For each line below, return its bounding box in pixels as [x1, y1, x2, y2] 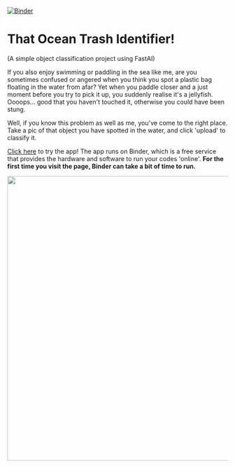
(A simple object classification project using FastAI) [7, 54, 155, 62]
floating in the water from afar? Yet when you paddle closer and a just [7, 83, 208, 91]
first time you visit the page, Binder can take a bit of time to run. [7, 162, 196, 170]
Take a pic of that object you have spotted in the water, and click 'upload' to [7, 126, 226, 135]
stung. [7, 105, 26, 113]
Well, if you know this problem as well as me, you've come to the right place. [7, 118, 228, 127]
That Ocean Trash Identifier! [7, 32, 175, 47]
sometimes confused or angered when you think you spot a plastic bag [7, 75, 212, 83]
